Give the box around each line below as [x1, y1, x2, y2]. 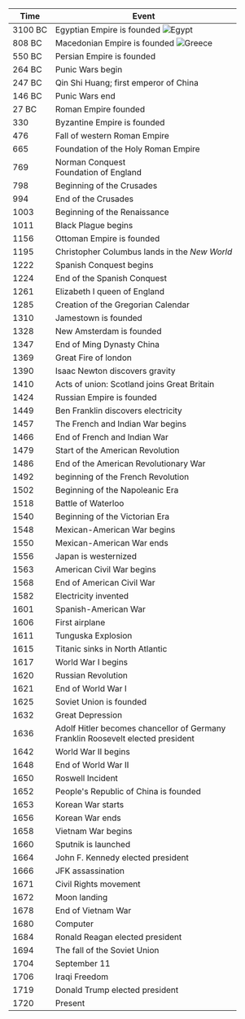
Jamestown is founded [55, 313, 142, 323]
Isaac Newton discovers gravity [55, 366, 177, 376]
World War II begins [55, 746, 130, 757]
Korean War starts [55, 799, 125, 810]
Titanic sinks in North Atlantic [55, 643, 168, 654]
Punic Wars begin [55, 64, 123, 75]
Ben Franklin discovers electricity [55, 405, 183, 416]
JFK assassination [55, 865, 125, 876]
